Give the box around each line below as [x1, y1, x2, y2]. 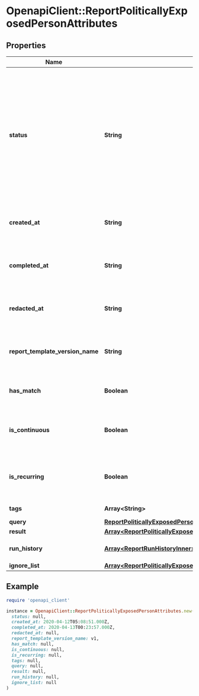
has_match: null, [11, 641, 54, 647]
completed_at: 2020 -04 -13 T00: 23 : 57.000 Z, [11, 624, 115, 631]
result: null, [11, 669, 46, 675]
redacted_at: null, [11, 630, 60, 636]
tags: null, [11, 657, 41, 663]
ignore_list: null [11, 680, 57, 686]
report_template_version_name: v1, [11, 636, 99, 641]
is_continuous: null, [11, 646, 65, 653]
